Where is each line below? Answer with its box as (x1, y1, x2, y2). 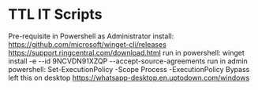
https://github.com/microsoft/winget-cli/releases (8, 39, 167, 49)
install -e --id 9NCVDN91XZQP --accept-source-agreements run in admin (8, 56, 249, 66)
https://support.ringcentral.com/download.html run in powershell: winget (8, 48, 245, 57)
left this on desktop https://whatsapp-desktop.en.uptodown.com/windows (8, 73, 250, 82)
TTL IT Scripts (8, 5, 103, 23)
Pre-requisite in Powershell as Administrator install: (8, 31, 174, 41)
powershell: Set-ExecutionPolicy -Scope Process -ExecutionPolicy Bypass (8, 64, 250, 74)
